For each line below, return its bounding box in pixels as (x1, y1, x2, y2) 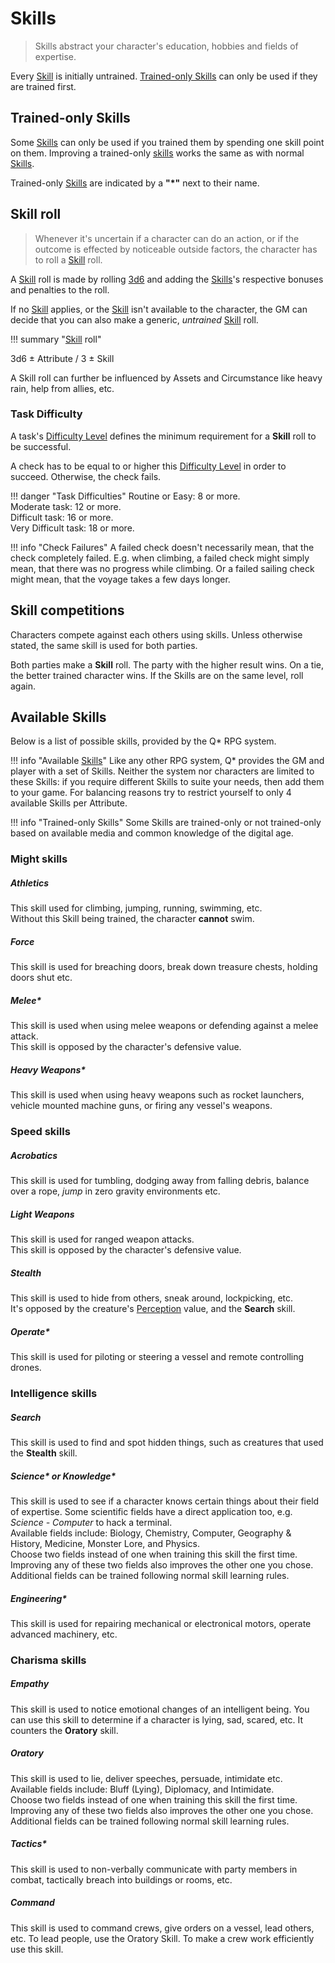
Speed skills (10, 1125, 71, 1139)
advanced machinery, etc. (10, 1628, 118, 1640)
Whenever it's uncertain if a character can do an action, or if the (34, 232, 300, 244)
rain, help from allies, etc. (10, 382, 115, 394)
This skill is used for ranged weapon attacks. (10, 1233, 195, 1246)
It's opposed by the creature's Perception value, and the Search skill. (10, 1303, 296, 1315)
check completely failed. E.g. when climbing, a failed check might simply (10, 552, 310, 564)
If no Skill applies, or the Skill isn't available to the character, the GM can (10, 303, 308, 315)
